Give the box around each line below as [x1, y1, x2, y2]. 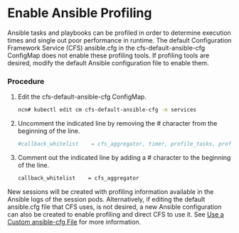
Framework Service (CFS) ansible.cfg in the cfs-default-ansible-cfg [7, 43, 206, 52]
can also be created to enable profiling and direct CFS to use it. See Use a [7, 210, 224, 218]
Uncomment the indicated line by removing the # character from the [17, 119, 218, 128]
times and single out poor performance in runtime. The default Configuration [7, 36, 232, 44]
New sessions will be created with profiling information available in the [7, 187, 214, 196]
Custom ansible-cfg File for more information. [7, 217, 142, 226]
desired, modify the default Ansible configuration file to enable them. [7, 58, 209, 67]
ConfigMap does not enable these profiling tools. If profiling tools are [7, 51, 210, 60]
